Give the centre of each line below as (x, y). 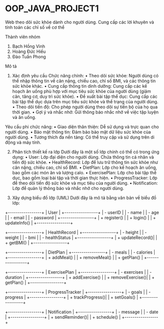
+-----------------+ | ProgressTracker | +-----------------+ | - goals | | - (78, 292)
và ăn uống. (24, 117)
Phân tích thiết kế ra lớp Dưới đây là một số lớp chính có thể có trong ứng (86, 152)
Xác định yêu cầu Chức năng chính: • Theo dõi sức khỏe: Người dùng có (85, 75)
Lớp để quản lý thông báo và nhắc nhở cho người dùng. (68, 188)
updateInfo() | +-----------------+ (39, 223)
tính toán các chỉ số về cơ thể (35, 27)
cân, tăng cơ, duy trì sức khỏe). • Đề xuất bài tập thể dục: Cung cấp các (85, 96)
